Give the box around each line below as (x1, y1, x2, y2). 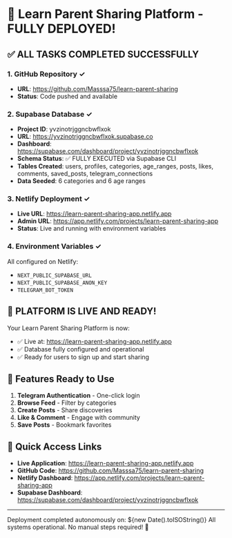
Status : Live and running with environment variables (17, 224, 166, 233)
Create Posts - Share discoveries (17, 406, 113, 414)
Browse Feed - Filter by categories (17, 398, 117, 407)
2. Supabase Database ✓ (7, 109, 93, 119)
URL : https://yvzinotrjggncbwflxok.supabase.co (17, 133, 153, 141)
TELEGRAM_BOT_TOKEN (17, 287, 74, 294)
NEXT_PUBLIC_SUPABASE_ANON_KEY (17, 279, 108, 286)
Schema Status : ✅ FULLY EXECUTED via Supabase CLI (17, 155, 177, 163)
